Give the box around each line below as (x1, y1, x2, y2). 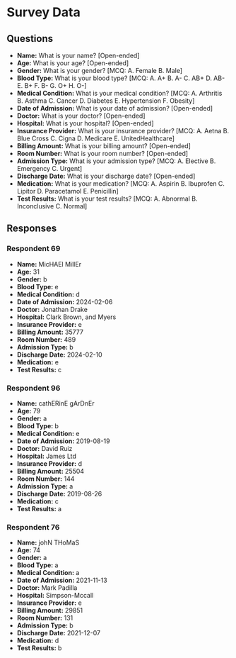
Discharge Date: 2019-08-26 (16, 489, 102, 498)
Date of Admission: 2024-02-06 (16, 297, 113, 306)
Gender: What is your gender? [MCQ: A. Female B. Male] (16, 67, 183, 74)
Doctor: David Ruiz (16, 444, 73, 452)
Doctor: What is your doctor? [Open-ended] (16, 111, 146, 120)
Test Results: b (16, 644, 62, 652)
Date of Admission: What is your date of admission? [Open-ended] (16, 104, 213, 112)
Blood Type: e (16, 282, 59, 291)
